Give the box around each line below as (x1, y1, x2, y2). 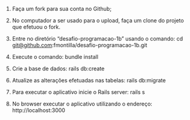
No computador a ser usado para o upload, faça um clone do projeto (12, 17, 184, 24)
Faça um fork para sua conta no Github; (12, 5, 112, 12)
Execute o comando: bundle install (12, 53, 99, 60)
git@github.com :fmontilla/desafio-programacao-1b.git (12, 42, 148, 48)
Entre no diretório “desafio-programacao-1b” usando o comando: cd (12, 35, 183, 42)
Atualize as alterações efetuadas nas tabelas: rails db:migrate (12, 77, 166, 84)
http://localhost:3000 (12, 107, 66, 114)
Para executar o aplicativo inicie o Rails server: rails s (12, 88, 145, 96)
